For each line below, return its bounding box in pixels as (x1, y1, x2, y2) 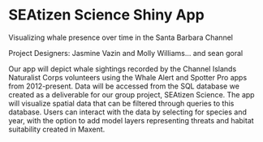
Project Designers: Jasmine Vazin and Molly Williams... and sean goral (8, 48, 244, 58)
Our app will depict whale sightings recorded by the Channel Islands (8, 63, 237, 74)
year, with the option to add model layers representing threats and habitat (8, 115, 254, 125)
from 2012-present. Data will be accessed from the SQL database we (8, 81, 239, 91)
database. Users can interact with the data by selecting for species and (8, 107, 248, 117)
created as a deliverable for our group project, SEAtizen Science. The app (8, 89, 255, 99)
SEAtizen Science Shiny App (8, 6, 205, 24)
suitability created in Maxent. (8, 124, 106, 134)
